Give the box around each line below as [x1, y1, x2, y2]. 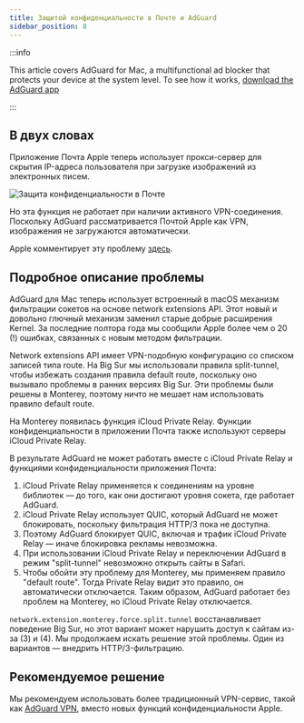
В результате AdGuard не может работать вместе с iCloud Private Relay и [9, 453, 293, 464]
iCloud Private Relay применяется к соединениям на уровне [22, 480, 255, 491]
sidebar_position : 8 [9, 22, 88, 31]
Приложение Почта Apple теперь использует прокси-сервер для [9, 152, 262, 163]
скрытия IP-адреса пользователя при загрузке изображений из [9, 161, 257, 173]
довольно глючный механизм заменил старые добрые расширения [9, 313, 273, 324]
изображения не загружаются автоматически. [9, 226, 191, 236]
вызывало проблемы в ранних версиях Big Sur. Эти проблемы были [9, 379, 274, 390]
